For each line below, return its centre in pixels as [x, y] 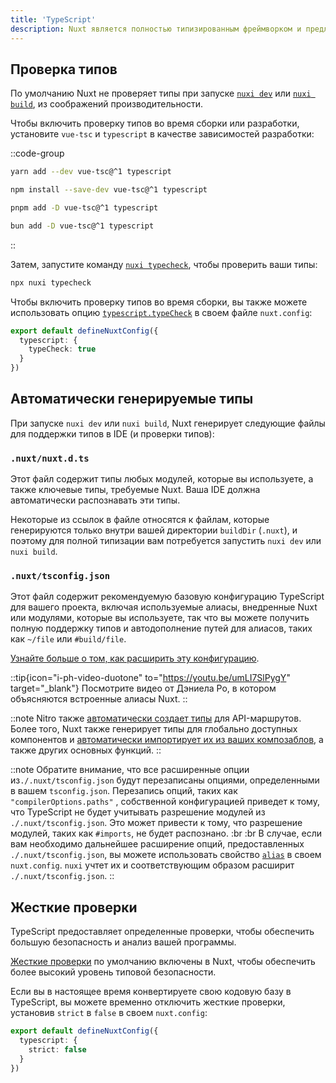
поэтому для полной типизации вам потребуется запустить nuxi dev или [166, 541]
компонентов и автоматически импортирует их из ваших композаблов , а [167, 740]
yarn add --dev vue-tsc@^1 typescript [91, 172]
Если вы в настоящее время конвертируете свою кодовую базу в [151, 992]
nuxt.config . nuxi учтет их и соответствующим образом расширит [152, 865]
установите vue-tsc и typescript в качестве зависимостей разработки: [162, 134]
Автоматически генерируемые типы [132, 399]
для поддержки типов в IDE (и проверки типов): [112, 433]
